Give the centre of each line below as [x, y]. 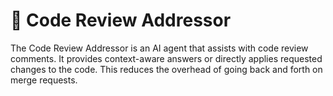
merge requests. [44, 80]
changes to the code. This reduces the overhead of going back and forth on [166, 69]
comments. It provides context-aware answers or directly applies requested [166, 58]
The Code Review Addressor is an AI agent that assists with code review [159, 48]
